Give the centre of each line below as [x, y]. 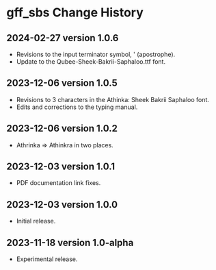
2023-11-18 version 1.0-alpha [70, 242]
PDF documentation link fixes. [58, 183]
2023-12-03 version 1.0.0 [62, 205]
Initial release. [36, 221]
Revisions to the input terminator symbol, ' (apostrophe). [96, 54]
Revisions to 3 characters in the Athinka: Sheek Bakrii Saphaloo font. [113, 99]
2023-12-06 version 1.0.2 [62, 128]
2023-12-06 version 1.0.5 [62, 83]
